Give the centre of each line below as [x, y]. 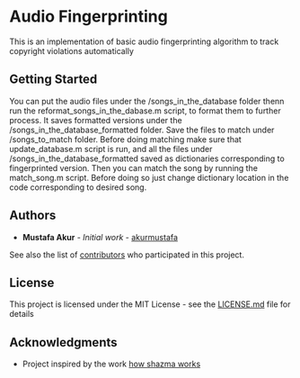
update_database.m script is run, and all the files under [111, 148]
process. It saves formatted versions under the [96, 120]
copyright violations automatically [72, 50]
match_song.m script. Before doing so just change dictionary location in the [149, 177]
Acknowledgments [64, 342]
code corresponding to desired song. [78, 187]
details [22, 314]
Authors [33, 216]
